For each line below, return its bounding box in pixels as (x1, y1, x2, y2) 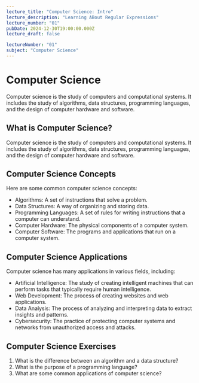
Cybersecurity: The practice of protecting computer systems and (14, 318, 176, 325)
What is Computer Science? (6, 123, 112, 133)
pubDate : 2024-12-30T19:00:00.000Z (6, 25, 95, 32)
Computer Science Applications (6, 252, 128, 262)
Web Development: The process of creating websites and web (14, 292, 169, 299)
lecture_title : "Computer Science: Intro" (6, 8, 114, 15)
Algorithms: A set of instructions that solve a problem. (14, 196, 148, 203)
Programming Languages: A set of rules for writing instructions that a (14, 209, 185, 216)
